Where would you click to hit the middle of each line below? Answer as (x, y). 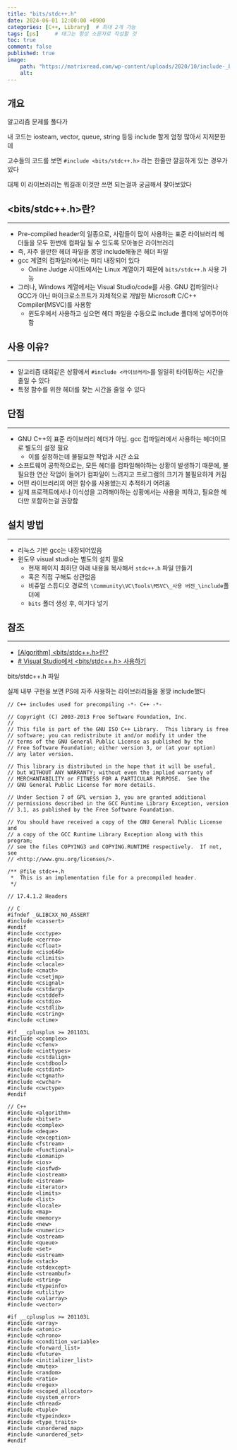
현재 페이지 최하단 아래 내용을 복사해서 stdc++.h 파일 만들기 (110, 568)
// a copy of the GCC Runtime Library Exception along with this (105, 835)
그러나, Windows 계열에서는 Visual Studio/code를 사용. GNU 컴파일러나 (118, 287)
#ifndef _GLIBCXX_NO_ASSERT (49, 915)
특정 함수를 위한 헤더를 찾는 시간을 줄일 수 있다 (81, 389)
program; (20, 841)
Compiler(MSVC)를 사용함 (54, 305)
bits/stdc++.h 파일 (34, 677)
